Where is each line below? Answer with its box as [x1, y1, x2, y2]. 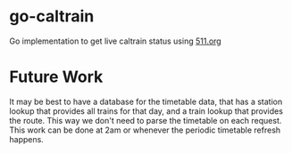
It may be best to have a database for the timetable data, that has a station [9, 96, 283, 107]
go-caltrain [9, 6, 95, 27]
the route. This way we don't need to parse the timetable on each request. [9, 115, 282, 125]
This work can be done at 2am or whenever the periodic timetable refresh [9, 125, 281, 135]
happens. [9, 133, 45, 144]
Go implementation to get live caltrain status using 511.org [9, 36, 221, 46]
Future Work [9, 67, 104, 87]
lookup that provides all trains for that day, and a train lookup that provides [9, 105, 284, 117]
